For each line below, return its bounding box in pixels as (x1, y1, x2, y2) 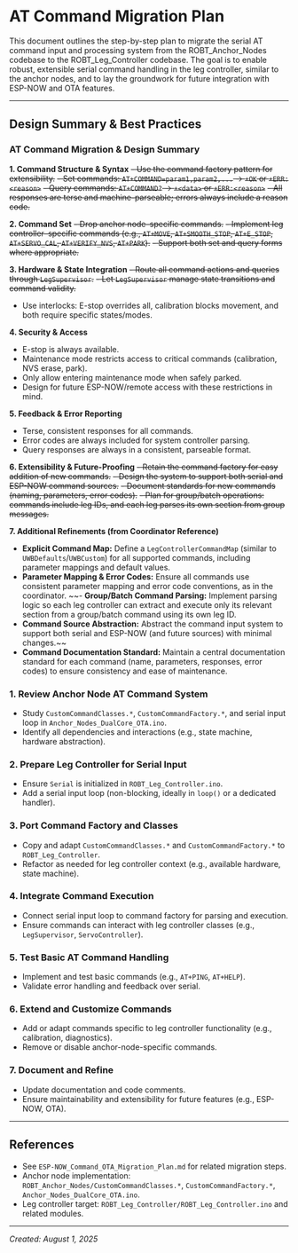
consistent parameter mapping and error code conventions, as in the (21, 580, 273, 591)
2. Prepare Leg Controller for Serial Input (9, 758, 187, 770)
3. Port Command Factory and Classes (9, 819, 179, 831)
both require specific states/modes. (21, 309, 153, 320)
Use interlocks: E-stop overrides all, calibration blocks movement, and (21, 300, 279, 311)
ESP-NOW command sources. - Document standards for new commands (9, 480, 277, 491)
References (9, 1138, 74, 1153)
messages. (9, 508, 50, 519)
